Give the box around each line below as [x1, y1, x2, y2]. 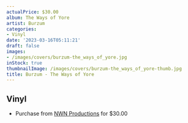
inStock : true [6, 60, 43, 66]
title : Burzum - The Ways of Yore [6, 71, 95, 77]
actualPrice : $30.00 [6, 9, 59, 15]
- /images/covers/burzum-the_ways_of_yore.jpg [6, 54, 127, 60]
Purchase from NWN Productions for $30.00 [15, 110, 128, 118]
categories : [6, 26, 37, 32]
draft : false [6, 43, 40, 49]
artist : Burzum [6, 20, 45, 26]
